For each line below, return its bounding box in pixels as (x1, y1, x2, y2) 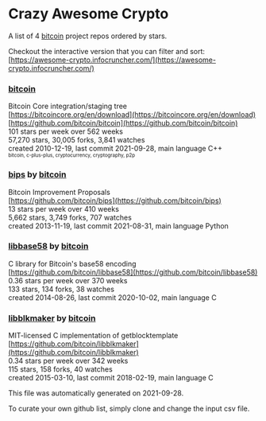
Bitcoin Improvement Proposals (8, 187, 111, 197)
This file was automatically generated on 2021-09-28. (8, 388, 184, 398)
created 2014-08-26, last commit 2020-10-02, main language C (8, 292, 217, 302)
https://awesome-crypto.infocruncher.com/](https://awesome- (10, 55, 217, 64)
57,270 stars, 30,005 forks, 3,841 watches (8, 135, 145, 145)
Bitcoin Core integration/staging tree (8, 101, 128, 111)
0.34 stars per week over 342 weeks (8, 356, 129, 366)
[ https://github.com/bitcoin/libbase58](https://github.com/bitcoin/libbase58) (8, 267, 258, 277)
